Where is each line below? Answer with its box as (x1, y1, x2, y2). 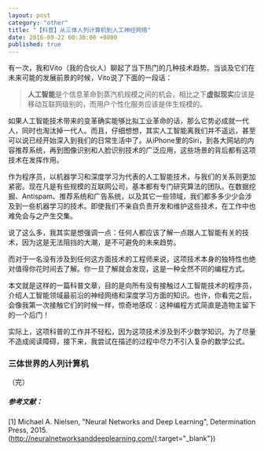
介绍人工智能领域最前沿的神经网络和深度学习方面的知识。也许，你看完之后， (8, 291, 256, 300)
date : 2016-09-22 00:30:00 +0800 (8, 33, 118, 42)
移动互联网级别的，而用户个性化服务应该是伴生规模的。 (27, 100, 207, 109)
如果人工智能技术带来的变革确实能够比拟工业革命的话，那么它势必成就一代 (8, 116, 249, 125)
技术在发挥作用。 (8, 155, 64, 165)
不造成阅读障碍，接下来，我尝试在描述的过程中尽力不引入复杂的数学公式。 (8, 336, 249, 346)
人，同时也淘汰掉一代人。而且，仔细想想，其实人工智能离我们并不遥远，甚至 (8, 126, 256, 136)
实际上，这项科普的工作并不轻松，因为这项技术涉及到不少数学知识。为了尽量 (8, 327, 256, 336)
